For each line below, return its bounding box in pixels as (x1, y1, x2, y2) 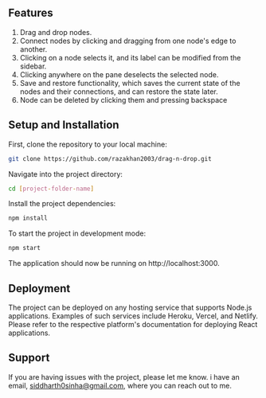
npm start (8, 244, 41, 252)
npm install (8, 214, 48, 222)
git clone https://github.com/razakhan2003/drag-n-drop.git (8, 154, 213, 162)
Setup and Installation (8, 119, 119, 132)
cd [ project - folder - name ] (8, 185, 94, 193)
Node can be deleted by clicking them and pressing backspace (19, 95, 228, 104)
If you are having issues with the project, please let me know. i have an (8, 372, 241, 381)
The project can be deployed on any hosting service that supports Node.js (8, 302, 252, 312)
